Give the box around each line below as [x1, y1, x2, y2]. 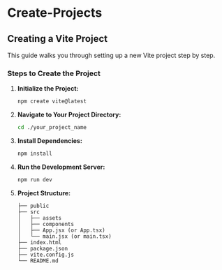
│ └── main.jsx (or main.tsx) [17, 232, 112, 240]
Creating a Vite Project [7, 33, 108, 45]
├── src [17, 208, 40, 216]
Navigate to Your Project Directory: [17, 110, 121, 119]
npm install [17, 150, 52, 158]
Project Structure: [17, 188, 71, 197]
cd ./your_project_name [17, 124, 87, 131]
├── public [17, 202, 50, 209]
